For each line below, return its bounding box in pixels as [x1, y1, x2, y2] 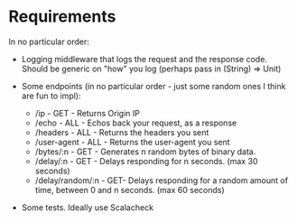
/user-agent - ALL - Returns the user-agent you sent [34, 136, 231, 147]
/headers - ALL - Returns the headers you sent [34, 126, 209, 137]
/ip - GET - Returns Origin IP [34, 107, 141, 118]
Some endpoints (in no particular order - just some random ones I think [21, 80, 286, 91]
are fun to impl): [21, 90, 81, 101]
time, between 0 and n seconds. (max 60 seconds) [34, 184, 225, 195]
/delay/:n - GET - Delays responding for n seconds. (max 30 [34, 155, 258, 166]
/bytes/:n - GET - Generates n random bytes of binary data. [34, 146, 256, 157]
